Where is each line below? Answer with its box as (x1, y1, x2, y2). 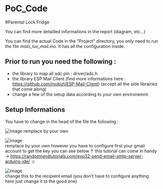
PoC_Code (5, 3, 48, 14)
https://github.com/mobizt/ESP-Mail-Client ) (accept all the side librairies (12, 81, 158, 87)
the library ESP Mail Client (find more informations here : (12, 75, 126, 81)
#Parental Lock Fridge (5, 19, 50, 25)
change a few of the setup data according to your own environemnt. (12, 91, 149, 97)
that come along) (12, 86, 47, 92)
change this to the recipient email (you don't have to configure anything (5, 173, 149, 179)
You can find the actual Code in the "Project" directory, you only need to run (5, 38, 159, 44)
